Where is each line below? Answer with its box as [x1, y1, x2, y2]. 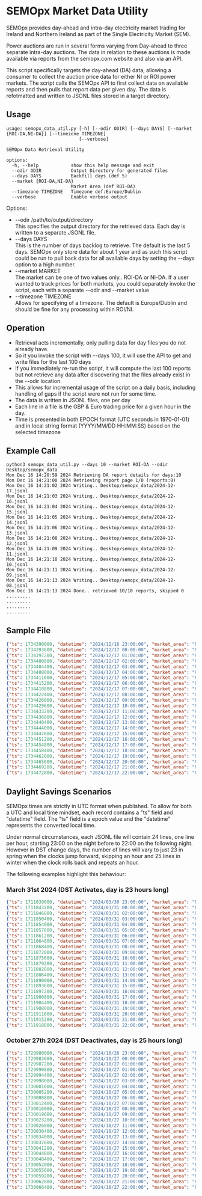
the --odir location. [14, 377, 62, 384]
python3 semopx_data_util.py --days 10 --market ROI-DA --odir [6, 462, 168, 468]
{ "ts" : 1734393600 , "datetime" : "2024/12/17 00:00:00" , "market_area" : [6, 647, 189, 653]
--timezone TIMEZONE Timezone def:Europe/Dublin [11, 188, 141, 195]
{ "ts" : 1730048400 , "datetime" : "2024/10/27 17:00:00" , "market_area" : [6, 1156, 189, 1162]
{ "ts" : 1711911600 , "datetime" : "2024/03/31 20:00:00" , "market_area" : [6, 1011, 189, 1017]
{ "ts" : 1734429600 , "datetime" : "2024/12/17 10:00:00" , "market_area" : [6, 702, 189, 709]
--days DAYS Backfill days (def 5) [11, 173, 128, 179]
